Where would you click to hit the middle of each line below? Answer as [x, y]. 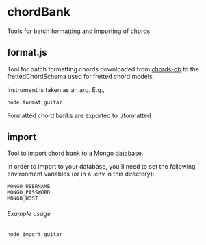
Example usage [29, 214]
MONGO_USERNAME [29, 187]
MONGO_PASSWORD [29, 193]
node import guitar [35, 234]
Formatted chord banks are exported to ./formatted [79, 115]
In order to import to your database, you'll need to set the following [101, 167]
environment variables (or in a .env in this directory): [81, 174]
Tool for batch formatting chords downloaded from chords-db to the [103, 69]
